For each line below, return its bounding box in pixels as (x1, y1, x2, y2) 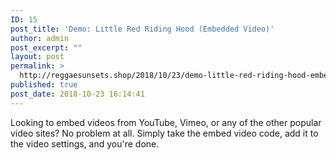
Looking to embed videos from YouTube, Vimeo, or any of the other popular (10, 116, 322, 128)
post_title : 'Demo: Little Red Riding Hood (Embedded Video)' (10, 24, 275, 34)
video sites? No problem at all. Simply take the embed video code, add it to (10, 127, 319, 139)
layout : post (10, 52, 65, 62)
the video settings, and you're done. (10, 137, 160, 150)
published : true (10, 80, 78, 90)
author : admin (10, 33, 70, 43)
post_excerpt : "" (10, 42, 83, 53)
